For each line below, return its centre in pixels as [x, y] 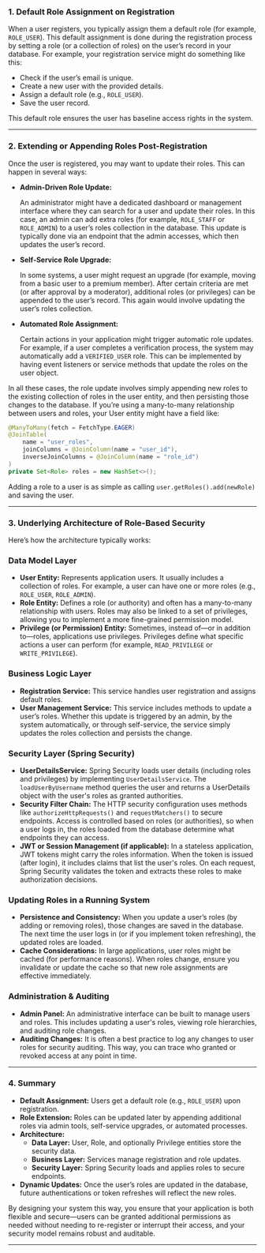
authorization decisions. [59, 880]
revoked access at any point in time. [78, 1056]
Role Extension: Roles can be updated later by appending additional [131, 1117]
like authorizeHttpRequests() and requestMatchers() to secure [121, 812]
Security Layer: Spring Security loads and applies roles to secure [138, 1168]
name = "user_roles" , [58, 442]
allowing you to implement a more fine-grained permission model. [127, 620]
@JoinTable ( [28, 435]
